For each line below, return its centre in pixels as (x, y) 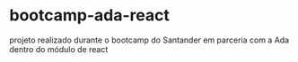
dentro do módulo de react (59, 49)
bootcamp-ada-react (90, 15)
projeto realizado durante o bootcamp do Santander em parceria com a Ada (149, 40)
